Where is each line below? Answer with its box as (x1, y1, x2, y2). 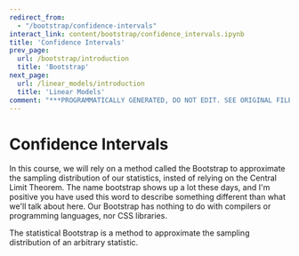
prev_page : (9, 46, 50, 55)
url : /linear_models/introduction (17, 79, 145, 88)
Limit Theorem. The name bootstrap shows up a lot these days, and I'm (9, 182, 271, 193)
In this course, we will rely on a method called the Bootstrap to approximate (9, 164, 287, 174)
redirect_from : (9, 12, 66, 22)
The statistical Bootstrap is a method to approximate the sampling (9, 228, 250, 238)
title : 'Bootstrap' (17, 63, 90, 72)
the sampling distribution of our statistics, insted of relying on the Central (9, 172, 278, 183)
